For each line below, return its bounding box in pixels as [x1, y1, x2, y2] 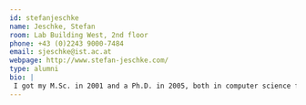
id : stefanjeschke [9, 13, 79, 23]
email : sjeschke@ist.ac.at [9, 47, 112, 57]
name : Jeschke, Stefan [9, 22, 96, 31]
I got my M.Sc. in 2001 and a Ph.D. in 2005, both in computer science [13, 81, 291, 90]
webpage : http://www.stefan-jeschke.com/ [9, 56, 169, 65]
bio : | [9, 73, 35, 82]
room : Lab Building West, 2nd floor [9, 30, 148, 39]
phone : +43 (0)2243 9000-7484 [9, 38, 125, 48]
